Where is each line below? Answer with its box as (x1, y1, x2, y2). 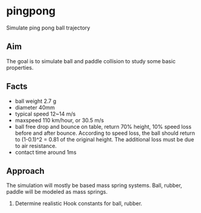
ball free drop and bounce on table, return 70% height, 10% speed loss (14, 123, 192, 130)
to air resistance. (14, 142, 57, 149)
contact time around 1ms (14, 149, 77, 156)
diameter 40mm (14, 103, 56, 111)
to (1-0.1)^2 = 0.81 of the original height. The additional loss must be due (14, 135, 194, 143)
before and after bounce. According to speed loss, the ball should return (14, 129, 195, 137)
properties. (6, 64, 34, 71)
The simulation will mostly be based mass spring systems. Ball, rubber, (6, 182, 182, 189)
